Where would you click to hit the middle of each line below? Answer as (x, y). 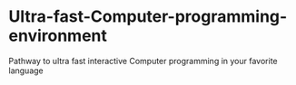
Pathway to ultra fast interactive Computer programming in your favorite (143, 61)
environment (58, 36)
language (26, 71)
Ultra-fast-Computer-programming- (148, 17)
